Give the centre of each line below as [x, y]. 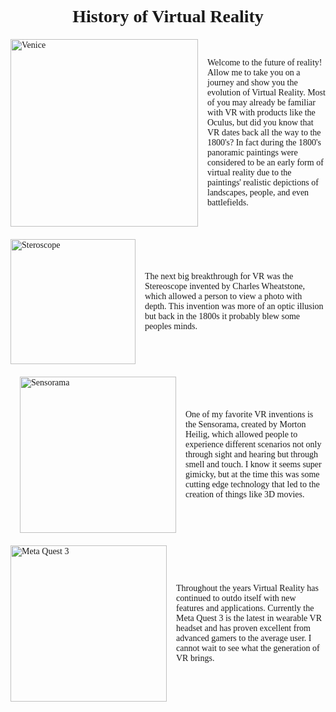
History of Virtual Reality [168, 16]
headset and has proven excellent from [243, 628]
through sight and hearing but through [251, 454]
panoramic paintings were [252, 152]
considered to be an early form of [265, 162]
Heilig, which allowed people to [241, 434]
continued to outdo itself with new [236, 598]
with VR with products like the [261, 112]
